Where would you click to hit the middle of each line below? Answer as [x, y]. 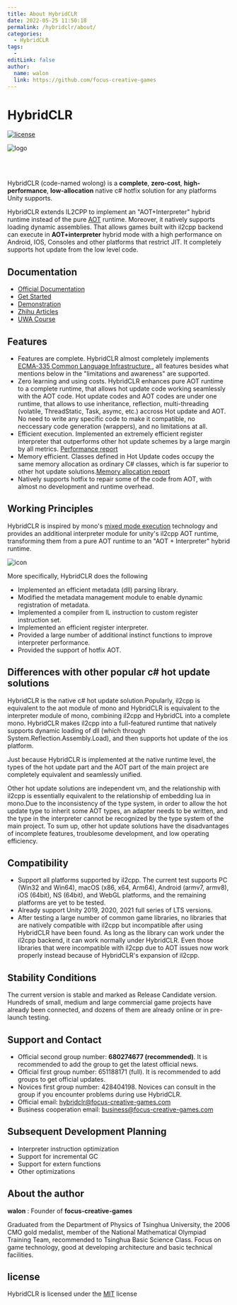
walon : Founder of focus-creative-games [70, 1211]
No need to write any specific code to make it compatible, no [106, 418]
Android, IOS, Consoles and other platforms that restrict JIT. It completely [114, 242]
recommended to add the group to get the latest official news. [108, 1064]
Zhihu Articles [38, 312]
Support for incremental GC [58, 1156]
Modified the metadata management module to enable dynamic [110, 597]
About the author [46, 1194]
